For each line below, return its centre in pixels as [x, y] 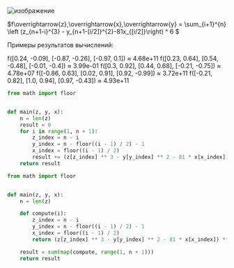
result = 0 [36, 125]
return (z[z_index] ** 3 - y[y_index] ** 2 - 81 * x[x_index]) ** [131, 240]
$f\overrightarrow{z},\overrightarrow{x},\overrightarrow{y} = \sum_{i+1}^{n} [117, 24]
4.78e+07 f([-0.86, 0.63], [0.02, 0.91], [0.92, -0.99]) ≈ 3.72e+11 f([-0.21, [110, 73]
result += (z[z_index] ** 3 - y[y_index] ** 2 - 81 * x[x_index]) [131, 157]
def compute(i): [44, 214]
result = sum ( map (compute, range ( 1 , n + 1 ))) [87, 252]
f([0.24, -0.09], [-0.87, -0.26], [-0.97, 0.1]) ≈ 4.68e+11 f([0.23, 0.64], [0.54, [113, 58]
